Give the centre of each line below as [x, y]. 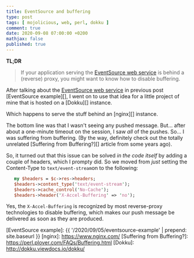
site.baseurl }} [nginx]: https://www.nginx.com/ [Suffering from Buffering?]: [97, 236]
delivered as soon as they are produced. [55, 219]
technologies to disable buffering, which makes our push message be [91, 213]
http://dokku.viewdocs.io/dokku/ [46, 249]
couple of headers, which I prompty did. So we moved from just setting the [97, 162]
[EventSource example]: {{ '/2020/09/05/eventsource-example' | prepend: [96, 230]
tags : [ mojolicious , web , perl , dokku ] [58, 22]
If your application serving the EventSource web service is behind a [102, 72]
